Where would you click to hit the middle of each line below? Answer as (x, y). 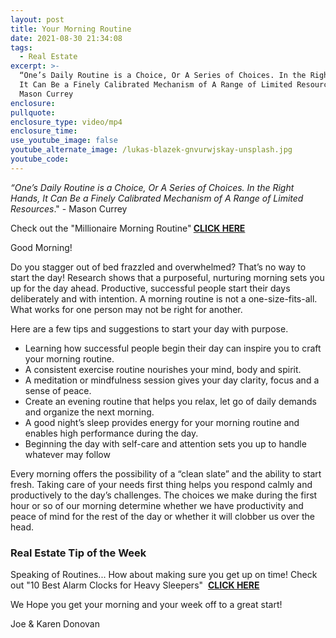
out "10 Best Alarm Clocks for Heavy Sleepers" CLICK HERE (135, 585)
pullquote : (33, 112)
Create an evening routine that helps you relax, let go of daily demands (170, 401)
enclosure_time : (44, 131)
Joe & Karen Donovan (55, 624)
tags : (21, 47)
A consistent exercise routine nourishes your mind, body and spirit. (163, 369)
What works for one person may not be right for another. (126, 309)
